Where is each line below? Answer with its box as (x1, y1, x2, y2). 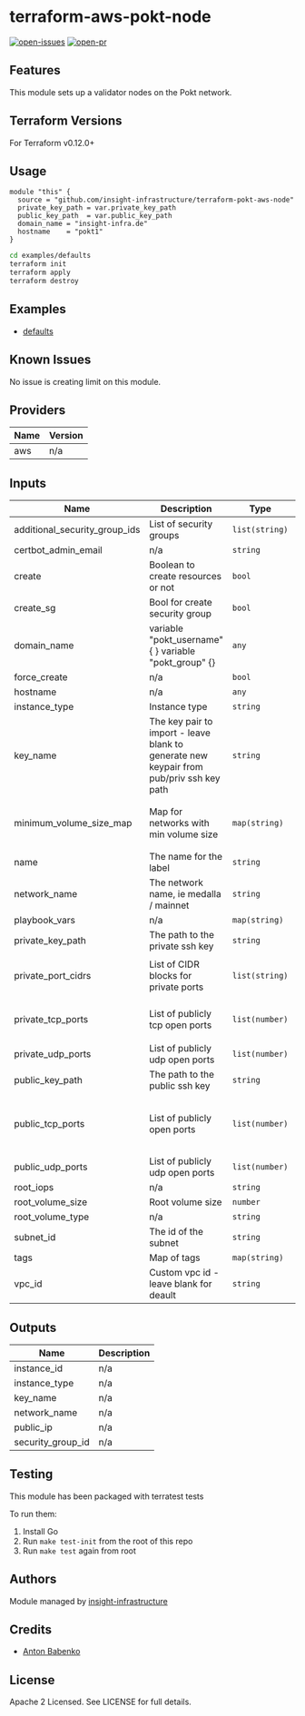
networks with (149, 817, 211, 830)
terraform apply (9, 268, 71, 278)
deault (149, 1289, 177, 1302)
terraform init (9, 260, 67, 269)
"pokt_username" (149, 634, 224, 646)
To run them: (9, 1508, 57, 1519)
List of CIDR (149, 958, 200, 971)
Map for (149, 805, 183, 818)
